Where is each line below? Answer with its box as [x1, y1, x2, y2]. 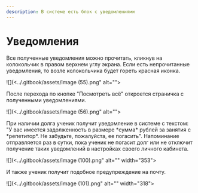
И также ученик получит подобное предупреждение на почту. [6, 168, 166, 175]
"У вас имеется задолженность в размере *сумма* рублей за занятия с [6, 126, 191, 133]
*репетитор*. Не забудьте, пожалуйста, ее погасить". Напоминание [6, 132, 179, 139]
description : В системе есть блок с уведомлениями [6, 8, 135, 15]
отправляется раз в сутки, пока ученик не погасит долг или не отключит [6, 139, 193, 146]
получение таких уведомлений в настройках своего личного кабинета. [6, 145, 189, 152]
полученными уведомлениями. [6, 96, 87, 103]
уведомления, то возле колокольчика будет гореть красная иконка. [6, 67, 181, 74]
